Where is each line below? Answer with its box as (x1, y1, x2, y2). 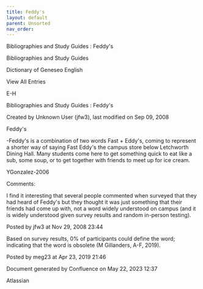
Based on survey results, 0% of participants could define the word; (6, 235, 175, 243)
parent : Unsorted (6, 20, 51, 26)
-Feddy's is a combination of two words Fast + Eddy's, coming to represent (6, 137, 197, 144)
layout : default (6, 15, 48, 21)
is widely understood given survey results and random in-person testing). (6, 212, 191, 219)
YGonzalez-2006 (6, 168, 50, 176)
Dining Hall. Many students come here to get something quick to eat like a (6, 150, 193, 157)
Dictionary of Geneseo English (6, 66, 83, 74)
